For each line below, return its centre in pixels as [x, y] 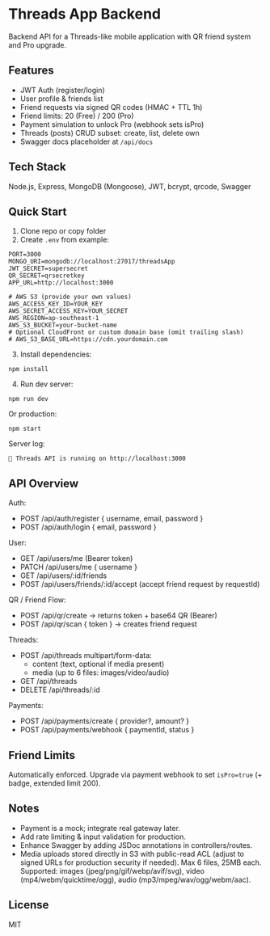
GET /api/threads [49, 681]
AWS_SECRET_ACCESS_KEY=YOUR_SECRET [68, 311]
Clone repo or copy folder [63, 231]
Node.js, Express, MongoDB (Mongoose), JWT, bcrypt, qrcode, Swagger [130, 186]
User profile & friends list [61, 99]
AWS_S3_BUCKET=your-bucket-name [63, 325]
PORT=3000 [25, 255]
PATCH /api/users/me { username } [78, 567]
